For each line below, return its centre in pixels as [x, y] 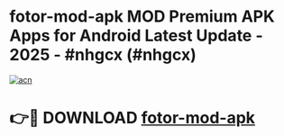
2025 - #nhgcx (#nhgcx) [103, 55]
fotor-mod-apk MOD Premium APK [142, 17]
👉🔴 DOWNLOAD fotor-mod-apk [132, 118]
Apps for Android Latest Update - [136, 36]
